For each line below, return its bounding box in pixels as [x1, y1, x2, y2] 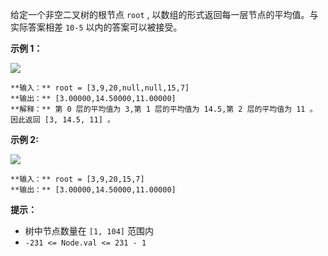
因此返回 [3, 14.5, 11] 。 [10, 115, 115, 125]
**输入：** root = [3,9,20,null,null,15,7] [10, 83, 190, 93]
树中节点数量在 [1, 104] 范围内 [24, 225, 154, 237]
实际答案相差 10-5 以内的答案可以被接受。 [10, 21, 183, 33]
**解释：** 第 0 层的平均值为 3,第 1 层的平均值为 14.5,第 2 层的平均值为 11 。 [10, 104, 318, 114]
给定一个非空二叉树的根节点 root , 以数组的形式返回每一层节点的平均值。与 [10, 9, 319, 20]
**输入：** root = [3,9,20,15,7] [10, 174, 145, 184]
